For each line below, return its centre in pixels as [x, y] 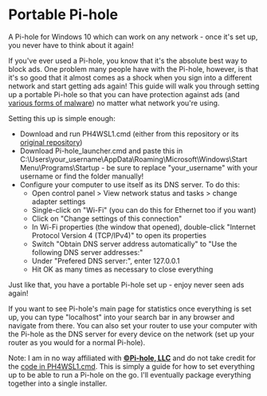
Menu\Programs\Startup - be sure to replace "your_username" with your [139, 167]
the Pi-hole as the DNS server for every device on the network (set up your [132, 334]
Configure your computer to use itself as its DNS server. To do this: [130, 184]
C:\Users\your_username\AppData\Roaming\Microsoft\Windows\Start [133, 159]
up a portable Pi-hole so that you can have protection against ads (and [124, 94]
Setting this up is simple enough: [62, 118]
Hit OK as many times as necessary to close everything [122, 269]
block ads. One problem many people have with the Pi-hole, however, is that [133, 69]
